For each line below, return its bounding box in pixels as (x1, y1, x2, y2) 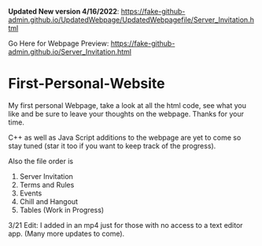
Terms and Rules (19, 180, 75, 189)
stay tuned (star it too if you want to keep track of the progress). (8, 141, 216, 151)
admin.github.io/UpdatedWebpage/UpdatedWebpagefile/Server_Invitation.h (8, 15, 254, 24)
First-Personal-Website (8, 75, 165, 93)
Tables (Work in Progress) (19, 205, 105, 214)
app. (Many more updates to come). (8, 229, 125, 238)
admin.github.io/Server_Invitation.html (8, 47, 132, 56)
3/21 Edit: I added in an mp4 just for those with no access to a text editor (8, 220, 243, 229)
